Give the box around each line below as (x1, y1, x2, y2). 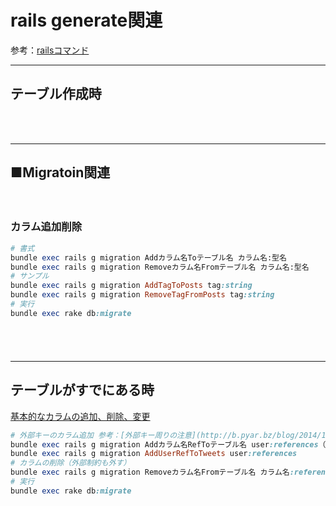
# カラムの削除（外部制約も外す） (10, 458, 132, 468)
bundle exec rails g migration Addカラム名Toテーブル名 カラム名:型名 (10, 252, 287, 263)
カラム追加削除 (10, 220, 83, 234)
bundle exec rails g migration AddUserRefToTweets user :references (10, 449, 298, 459)
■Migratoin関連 (10, 164, 111, 181)
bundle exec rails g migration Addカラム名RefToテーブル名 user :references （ (10, 439, 327, 450)
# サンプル (10, 271, 50, 281)
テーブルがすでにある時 (10, 382, 155, 399)
